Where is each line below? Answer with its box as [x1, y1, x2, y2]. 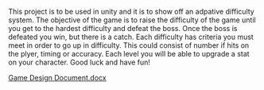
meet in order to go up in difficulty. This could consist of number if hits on [8, 41, 250, 50]
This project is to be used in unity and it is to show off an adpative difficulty [8, 7, 254, 16]
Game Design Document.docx [8, 73, 107, 82]
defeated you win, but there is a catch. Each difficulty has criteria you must [8, 32, 254, 41]
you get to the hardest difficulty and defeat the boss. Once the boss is [8, 24, 238, 33]
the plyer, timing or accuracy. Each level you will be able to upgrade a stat [8, 49, 250, 58]
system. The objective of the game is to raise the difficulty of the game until [8, 15, 256, 25]
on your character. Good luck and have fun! [8, 57, 151, 67]
